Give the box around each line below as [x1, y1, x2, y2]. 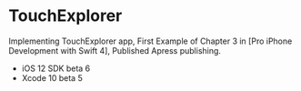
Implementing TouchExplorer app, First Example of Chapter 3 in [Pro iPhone [8, 35, 293, 46]
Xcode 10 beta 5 [21, 72, 83, 83]
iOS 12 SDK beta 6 [21, 63, 91, 74]
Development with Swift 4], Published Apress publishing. [8, 45, 222, 56]
